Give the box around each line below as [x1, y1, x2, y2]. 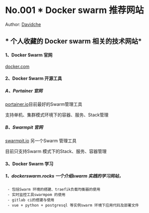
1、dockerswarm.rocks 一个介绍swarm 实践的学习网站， [5, 173, 124, 179]
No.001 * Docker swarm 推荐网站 [5, 4, 144, 16]
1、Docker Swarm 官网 [5, 52, 53, 58]
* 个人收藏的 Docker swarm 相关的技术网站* [5, 37, 142, 45]
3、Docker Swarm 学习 [5, 161, 54, 167]
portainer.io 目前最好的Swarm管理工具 [5, 101, 83, 107]
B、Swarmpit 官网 [5, 124, 43, 130]
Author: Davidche [5, 21, 41, 27]
